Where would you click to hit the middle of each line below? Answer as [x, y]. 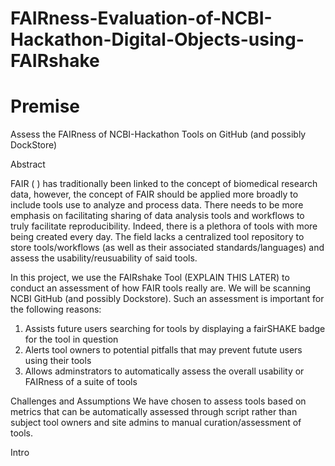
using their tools [58, 361]
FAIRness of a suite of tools [81, 382]
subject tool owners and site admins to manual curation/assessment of [156, 423]
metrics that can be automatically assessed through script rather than [154, 412]
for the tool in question [71, 339]
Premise [45, 106]
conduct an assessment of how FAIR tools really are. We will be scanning [161, 288]
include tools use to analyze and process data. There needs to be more [157, 205]
